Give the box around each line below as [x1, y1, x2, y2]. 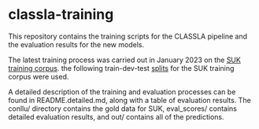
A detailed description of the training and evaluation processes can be [8, 87, 236, 96]
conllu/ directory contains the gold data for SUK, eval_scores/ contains [8, 104, 238, 113]
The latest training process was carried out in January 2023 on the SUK [8, 55, 242, 64]
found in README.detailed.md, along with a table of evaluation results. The [8, 95, 252, 105]
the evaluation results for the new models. [8, 39, 144, 49]
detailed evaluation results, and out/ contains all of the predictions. [8, 112, 224, 121]
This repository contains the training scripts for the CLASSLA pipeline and [8, 31, 248, 41]
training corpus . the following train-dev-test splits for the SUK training [8, 63, 235, 72]
